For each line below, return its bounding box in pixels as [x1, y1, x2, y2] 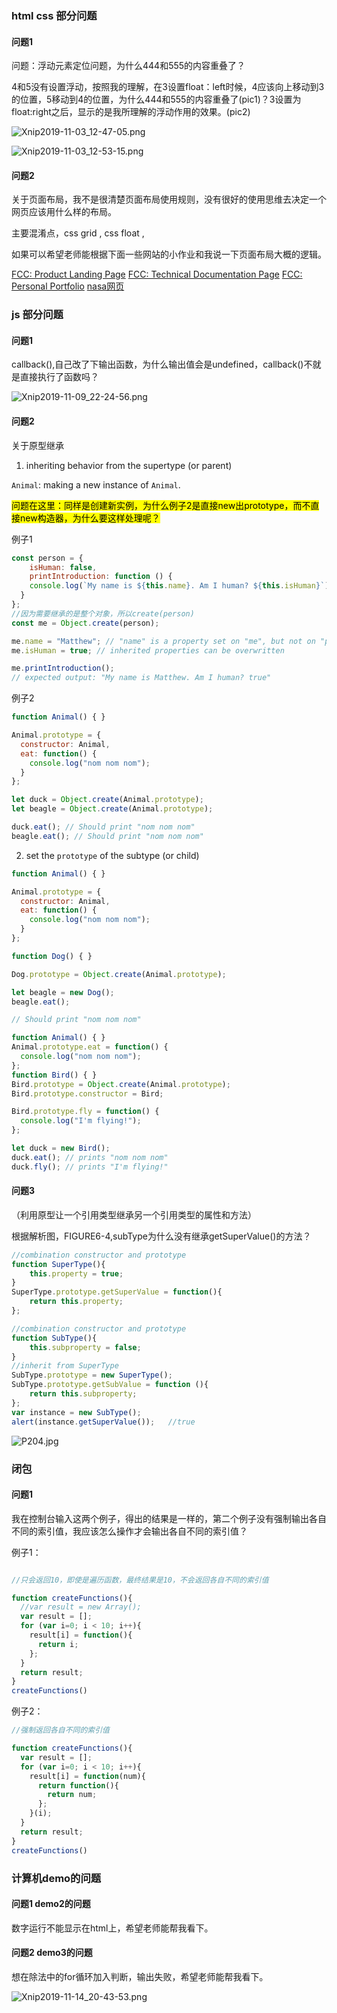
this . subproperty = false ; [29, 1342, 142, 1352]
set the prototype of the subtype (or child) [25, 849, 200, 861]
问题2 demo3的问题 [11, 1947, 93, 1959]
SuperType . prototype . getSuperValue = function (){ [11, 1287, 223, 1297]
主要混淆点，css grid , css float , [11, 227, 145, 239]
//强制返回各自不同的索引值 [11, 1725, 111, 1736]
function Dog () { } [11, 951, 93, 961]
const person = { [11, 553, 84, 563]
